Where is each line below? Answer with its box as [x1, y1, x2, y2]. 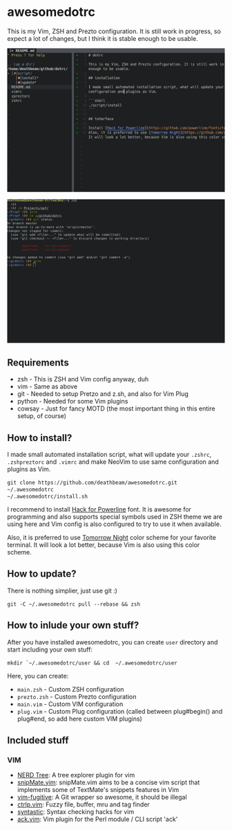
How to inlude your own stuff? [7, 620, 139, 631]
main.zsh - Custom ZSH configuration [17, 685, 124, 693]
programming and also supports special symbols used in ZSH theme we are [7, 513, 223, 521]
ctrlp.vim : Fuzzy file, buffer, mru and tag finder [17, 800, 150, 809]
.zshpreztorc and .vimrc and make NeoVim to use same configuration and [7, 458, 219, 466]
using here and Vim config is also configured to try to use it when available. [7, 520, 222, 528]
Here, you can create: [7, 671, 69, 680]
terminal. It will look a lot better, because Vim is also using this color [7, 541, 200, 549]
